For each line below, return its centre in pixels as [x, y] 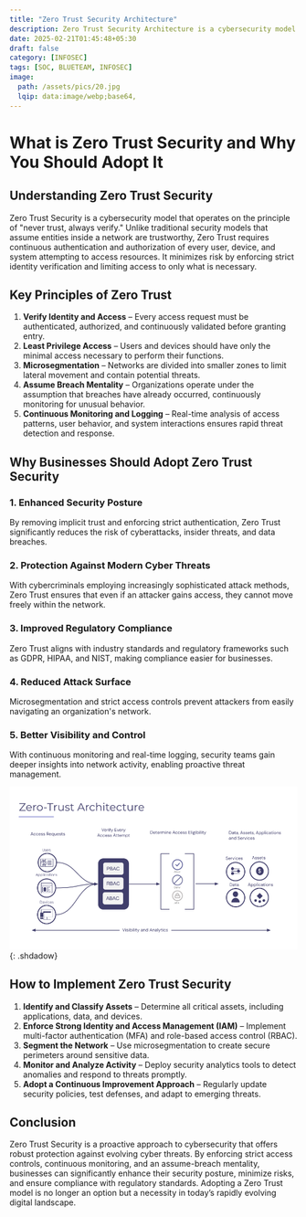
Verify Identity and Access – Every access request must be [136, 317]
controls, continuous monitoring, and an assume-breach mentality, [135, 1164]
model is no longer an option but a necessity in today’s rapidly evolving [143, 1193]
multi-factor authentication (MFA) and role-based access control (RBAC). [160, 1035]
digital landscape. [43, 1202]
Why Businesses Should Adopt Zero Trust [131, 462]
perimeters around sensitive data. [86, 1054]
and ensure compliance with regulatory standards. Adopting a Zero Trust [146, 1183]
